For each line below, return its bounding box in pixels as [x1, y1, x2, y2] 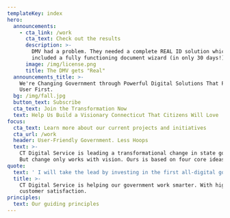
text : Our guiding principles [13, 201, 99, 208]
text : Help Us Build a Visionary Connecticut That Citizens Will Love [13, 111, 219, 118]
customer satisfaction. [19, 188, 88, 195]
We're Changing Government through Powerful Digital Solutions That [19, 80, 219, 87]
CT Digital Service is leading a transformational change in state [19, 150, 216, 157]
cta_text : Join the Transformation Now [13, 105, 127, 112]
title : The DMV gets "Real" [25, 67, 106, 74]
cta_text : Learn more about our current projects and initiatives [13, 124, 207, 131]
